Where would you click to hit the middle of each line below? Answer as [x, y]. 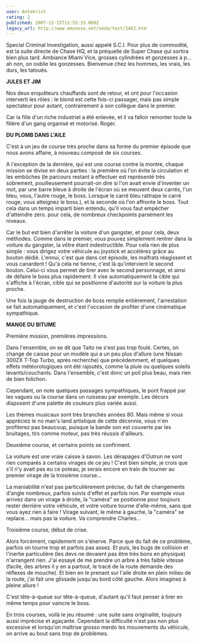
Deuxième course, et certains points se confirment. [69, 445]
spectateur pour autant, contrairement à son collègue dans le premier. [91, 106]
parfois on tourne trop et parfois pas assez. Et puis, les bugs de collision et [97, 548]
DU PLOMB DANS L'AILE [36, 135]
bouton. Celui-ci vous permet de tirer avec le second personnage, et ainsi [96, 270]
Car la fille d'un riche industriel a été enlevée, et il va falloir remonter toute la [99, 117]
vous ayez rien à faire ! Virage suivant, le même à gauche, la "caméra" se [95, 512]
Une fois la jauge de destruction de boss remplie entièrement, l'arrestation [97, 300]
